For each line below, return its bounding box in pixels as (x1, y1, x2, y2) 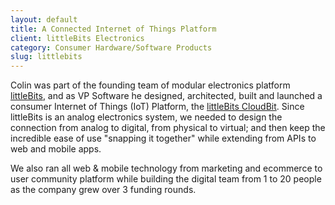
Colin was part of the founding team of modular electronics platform (10, 79, 291, 91)
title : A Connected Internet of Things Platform (10, 24, 217, 34)
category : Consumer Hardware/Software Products (10, 42, 213, 53)
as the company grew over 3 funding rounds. (10, 184, 197, 196)
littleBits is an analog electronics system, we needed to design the (10, 111, 283, 123)
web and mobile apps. (10, 143, 102, 155)
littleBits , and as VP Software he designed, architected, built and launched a (10, 90, 323, 102)
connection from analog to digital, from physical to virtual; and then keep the (10, 122, 326, 134)
